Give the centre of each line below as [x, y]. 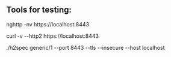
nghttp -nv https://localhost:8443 [48, 24]
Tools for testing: [39, 10]
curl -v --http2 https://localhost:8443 [53, 36]
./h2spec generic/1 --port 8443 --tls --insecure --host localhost [85, 47]
